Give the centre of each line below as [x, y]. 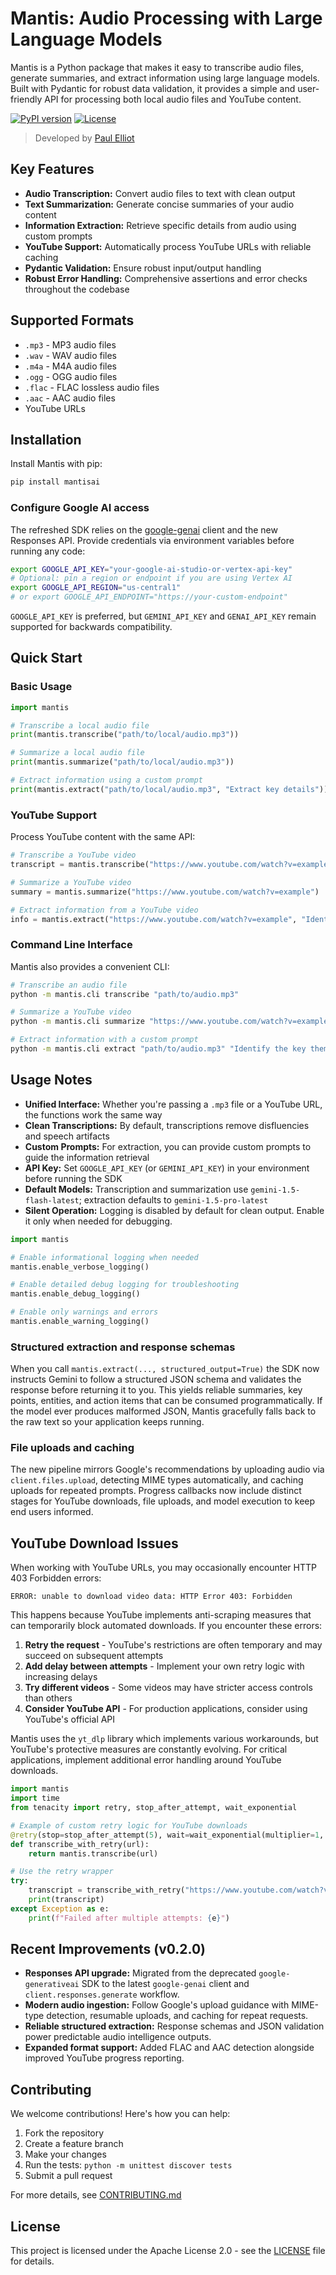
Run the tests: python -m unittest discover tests [128, 2165]
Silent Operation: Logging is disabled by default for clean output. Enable [174, 1210]
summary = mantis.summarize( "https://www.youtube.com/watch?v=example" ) [165, 892]
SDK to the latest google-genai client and [165, 1984]
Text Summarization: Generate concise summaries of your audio [159, 204]
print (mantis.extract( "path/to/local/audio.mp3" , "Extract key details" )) [169, 789]
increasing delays [61, 1677]
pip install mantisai [55, 482]
